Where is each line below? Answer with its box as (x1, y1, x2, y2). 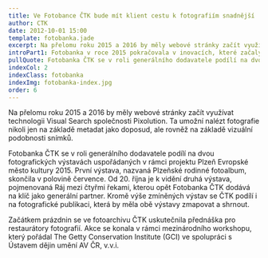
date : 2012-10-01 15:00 (8, 26, 88, 34)
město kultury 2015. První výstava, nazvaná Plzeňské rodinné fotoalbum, (8, 165, 247, 176)
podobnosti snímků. (8, 133, 73, 143)
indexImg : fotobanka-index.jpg (8, 78, 112, 86)
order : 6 (8, 85, 37, 94)
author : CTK (8, 19, 48, 27)
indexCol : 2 (8, 64, 48, 72)
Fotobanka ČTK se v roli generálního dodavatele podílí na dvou (8, 149, 215, 158)
